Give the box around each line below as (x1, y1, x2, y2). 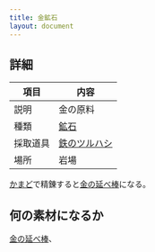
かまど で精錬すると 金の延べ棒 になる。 (9, 179, 151, 190)
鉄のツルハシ (58, 137, 114, 149)
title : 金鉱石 (9, 13, 58, 22)
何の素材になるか (9, 208, 104, 223)
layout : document (9, 22, 74, 31)
